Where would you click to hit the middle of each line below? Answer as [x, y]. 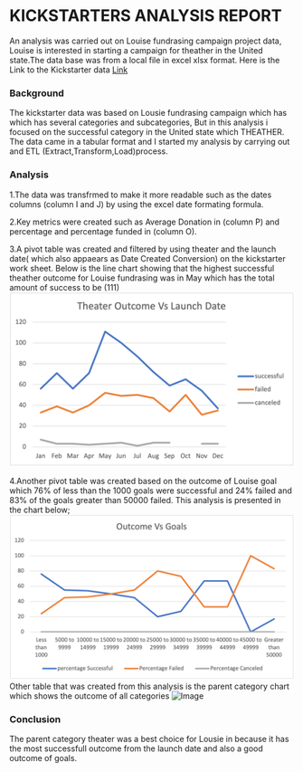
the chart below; [40, 510]
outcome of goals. [43, 758]
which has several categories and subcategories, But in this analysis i [139, 122]
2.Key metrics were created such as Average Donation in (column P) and [145, 222]
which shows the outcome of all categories [90, 696]
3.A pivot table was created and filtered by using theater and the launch [143, 249]
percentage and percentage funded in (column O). [103, 231]
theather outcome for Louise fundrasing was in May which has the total [142, 278]
